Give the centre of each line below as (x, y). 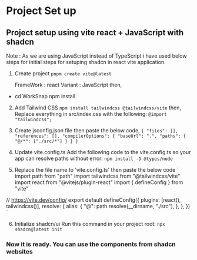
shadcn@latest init (39, 229)
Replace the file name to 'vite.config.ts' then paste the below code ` (96, 170)
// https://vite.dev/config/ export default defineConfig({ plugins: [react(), (94, 200)
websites (20, 251)
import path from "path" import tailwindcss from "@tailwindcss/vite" (97, 176)
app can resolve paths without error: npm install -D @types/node (94, 158)
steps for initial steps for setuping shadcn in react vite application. (86, 62)
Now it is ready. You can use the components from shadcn (91, 244)
